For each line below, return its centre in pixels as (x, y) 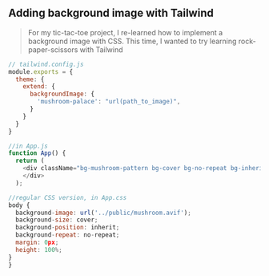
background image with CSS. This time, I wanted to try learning (132, 41)
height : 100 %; (39, 250)
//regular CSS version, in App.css (68, 197)
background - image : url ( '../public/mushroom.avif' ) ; (104, 213)
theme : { (30, 79)
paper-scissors (53, 49)
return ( (30, 161)
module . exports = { (41, 71)
